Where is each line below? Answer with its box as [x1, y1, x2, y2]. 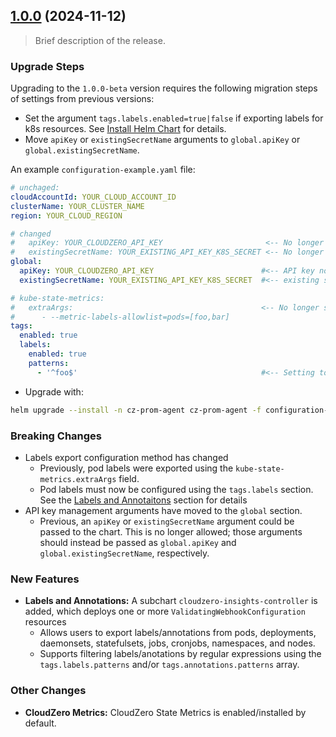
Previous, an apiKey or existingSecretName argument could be [39, 515, 295, 527]
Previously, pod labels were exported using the [39, 462, 234, 474]
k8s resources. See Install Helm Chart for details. [24, 123, 227, 135]
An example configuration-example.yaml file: [10, 164, 196, 176]
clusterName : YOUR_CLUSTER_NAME [10, 201, 145, 211]
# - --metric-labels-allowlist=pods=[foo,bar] [10, 312, 230, 322]
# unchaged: [10, 183, 60, 193]
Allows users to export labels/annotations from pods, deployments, [39, 627, 317, 639]
